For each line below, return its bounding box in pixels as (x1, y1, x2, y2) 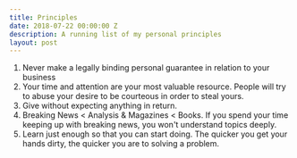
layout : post (9, 37, 58, 47)
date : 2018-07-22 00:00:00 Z (9, 21, 118, 30)
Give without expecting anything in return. (21, 100, 177, 112)
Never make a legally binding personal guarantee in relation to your (21, 62, 270, 73)
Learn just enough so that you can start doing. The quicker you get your (21, 129, 288, 139)
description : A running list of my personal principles (9, 29, 222, 38)
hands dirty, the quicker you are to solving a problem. (21, 138, 220, 149)
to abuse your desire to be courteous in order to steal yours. (21, 91, 244, 102)
